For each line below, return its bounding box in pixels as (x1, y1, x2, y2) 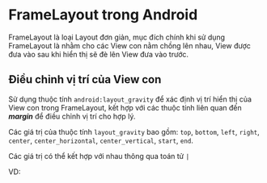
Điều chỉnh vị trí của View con (8, 73, 162, 86)
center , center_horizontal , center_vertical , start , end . (8, 135, 194, 145)
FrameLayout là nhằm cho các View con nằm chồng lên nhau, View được (8, 40, 251, 50)
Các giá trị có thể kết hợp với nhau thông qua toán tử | (8, 151, 190, 160)
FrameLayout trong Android (8, 6, 198, 24)
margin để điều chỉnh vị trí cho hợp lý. (8, 111, 136, 121)
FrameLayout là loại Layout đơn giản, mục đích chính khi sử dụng (8, 32, 225, 42)
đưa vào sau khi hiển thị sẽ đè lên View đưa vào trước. (8, 49, 189, 59)
